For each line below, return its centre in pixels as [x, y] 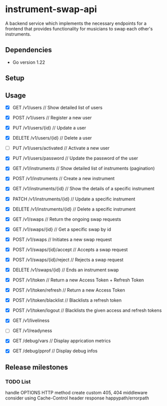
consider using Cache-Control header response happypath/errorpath [77, 398]
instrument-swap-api [51, 9]
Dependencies [29, 50]
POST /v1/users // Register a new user [52, 118]
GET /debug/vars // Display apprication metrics [62, 341]
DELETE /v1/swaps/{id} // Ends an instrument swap [66, 270]
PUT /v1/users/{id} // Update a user [49, 128]
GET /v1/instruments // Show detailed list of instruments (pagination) [83, 169]
